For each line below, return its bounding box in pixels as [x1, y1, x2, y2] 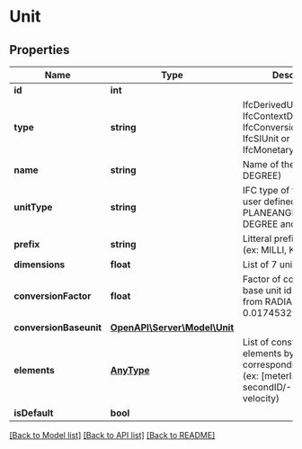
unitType [13, 201, 53, 213]
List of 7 [242, 258, 278, 271]
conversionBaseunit [13, 321, 102, 334]
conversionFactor [13, 290, 92, 302]
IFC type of [242, 184, 290, 196]
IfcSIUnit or [242, 132, 290, 145]
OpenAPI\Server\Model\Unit [110, 321, 235, 334]
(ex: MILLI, [242, 244, 288, 256]
